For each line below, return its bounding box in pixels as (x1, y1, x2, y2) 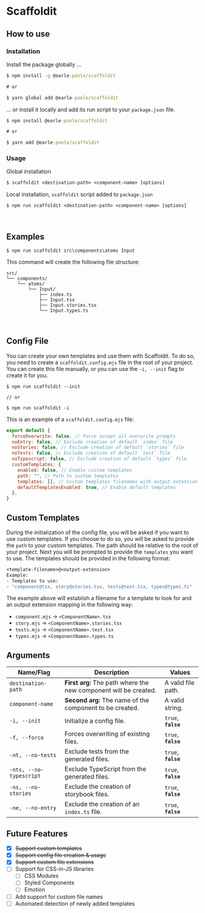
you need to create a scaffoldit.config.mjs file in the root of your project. (6, 359, 194, 366)
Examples (6, 231, 45, 242)
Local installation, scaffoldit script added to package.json (6, 191, 153, 198)
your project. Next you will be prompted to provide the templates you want (6, 548, 193, 555)
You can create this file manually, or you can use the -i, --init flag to (6, 365, 184, 372)
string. (164, 704, 183, 713)
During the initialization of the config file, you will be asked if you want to (6, 529, 189, 536)
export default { (6, 427, 51, 433)
